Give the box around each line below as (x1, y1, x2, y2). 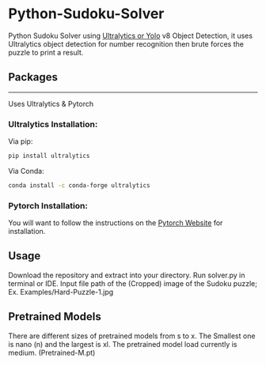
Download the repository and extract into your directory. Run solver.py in (8, 270, 245, 280)
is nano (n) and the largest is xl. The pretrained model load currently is (8, 339, 237, 348)
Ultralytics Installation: (8, 119, 98, 130)
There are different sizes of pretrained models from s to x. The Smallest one (8, 331, 256, 341)
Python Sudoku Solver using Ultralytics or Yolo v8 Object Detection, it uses (8, 31, 253, 40)
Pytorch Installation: (8, 200, 89, 211)
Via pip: (8, 137, 33, 146)
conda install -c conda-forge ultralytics (8, 181, 150, 190)
